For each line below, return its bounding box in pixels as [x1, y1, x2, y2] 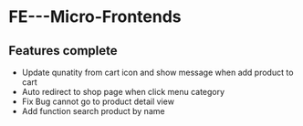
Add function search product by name [21, 106, 165, 116]
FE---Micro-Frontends [8, 6, 182, 27]
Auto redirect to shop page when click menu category [21, 87, 225, 97]
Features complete [8, 43, 118, 58]
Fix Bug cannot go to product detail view [21, 96, 175, 107]
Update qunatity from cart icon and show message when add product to [21, 67, 294, 78]
